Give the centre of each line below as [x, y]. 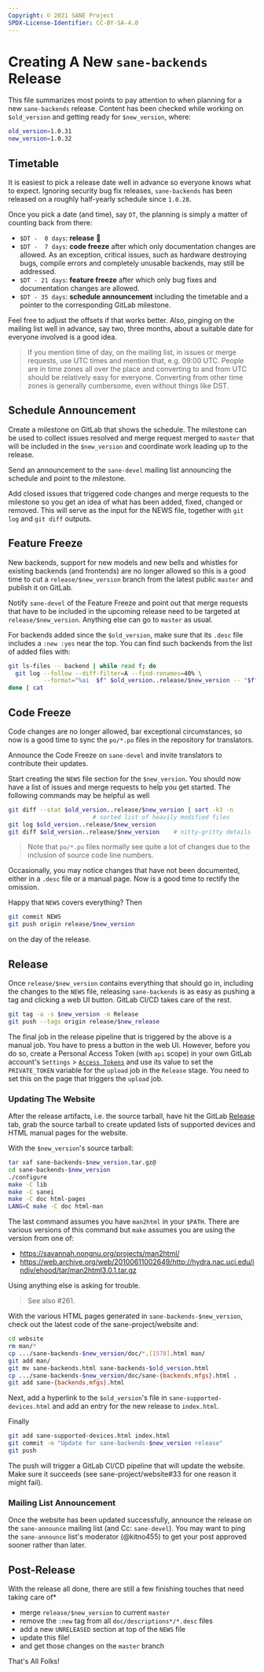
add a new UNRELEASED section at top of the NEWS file [103, 1629]
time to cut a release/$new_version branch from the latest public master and [131, 579]
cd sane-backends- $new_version [59, 1170]
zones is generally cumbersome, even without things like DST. [128, 386]
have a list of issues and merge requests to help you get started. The [119, 787]
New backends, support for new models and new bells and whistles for [123, 562]
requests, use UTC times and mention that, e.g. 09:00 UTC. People [136, 360]
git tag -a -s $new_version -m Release [73, 1014]
